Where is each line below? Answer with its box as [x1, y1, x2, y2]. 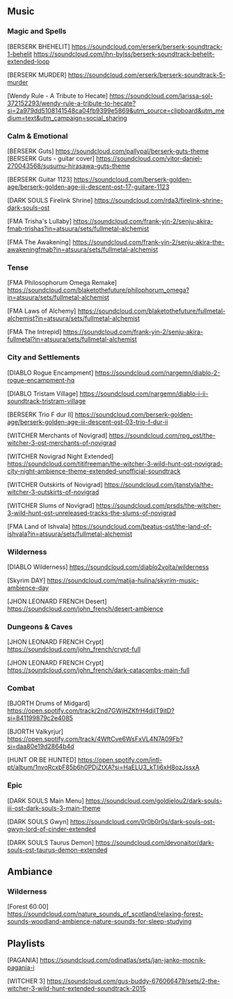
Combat [7, 683, 35, 693]
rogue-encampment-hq [7, 375, 75, 384]
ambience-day [7, 583, 49, 591]
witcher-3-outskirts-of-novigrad [7, 488, 99, 496]
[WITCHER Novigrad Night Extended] [7, 452, 114, 460]
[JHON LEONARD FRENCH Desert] [7, 597, 107, 605]
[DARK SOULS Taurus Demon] [7, 838, 95, 846]
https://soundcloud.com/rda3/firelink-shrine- [94, 196, 224, 204]
